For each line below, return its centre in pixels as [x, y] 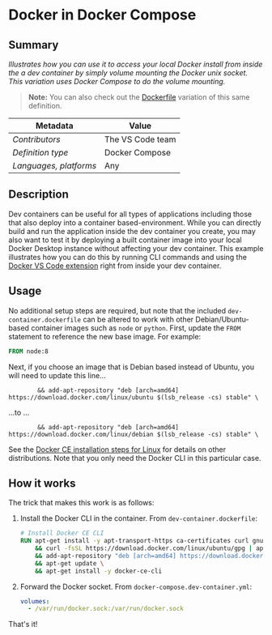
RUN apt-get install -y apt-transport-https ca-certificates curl [134, 541]
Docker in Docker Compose [102, 15]
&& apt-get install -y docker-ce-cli [99, 571]
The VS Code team [140, 139]
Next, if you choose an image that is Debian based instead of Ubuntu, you [132, 367]
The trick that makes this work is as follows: [81, 503]
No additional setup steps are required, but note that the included [117, 310]
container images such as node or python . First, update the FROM [136, 328]
